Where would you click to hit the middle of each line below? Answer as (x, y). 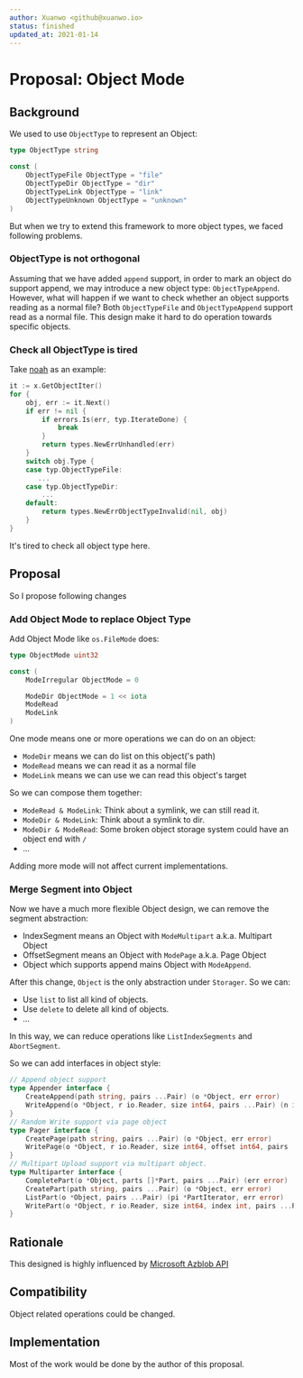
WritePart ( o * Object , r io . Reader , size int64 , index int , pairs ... (159, 1206)
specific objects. (40, 326)
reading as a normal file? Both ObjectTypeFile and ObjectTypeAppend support (151, 307)
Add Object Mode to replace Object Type (100, 619)
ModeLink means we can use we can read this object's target (134, 776)
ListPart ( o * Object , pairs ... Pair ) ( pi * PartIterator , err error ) (155, 1197)
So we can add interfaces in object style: (85, 1063)
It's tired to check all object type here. (80, 546)
